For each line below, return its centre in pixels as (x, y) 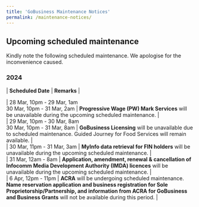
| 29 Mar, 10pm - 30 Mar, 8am (43, 121)
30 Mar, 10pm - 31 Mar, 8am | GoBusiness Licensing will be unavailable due (100, 127)
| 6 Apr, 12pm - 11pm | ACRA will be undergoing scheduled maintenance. (95, 178)
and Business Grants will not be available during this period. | (82, 197)
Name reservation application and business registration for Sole (87, 184)
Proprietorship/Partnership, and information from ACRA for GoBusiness (97, 191)
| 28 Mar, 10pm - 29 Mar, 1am (42, 102)
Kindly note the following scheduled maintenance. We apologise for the (94, 56)
